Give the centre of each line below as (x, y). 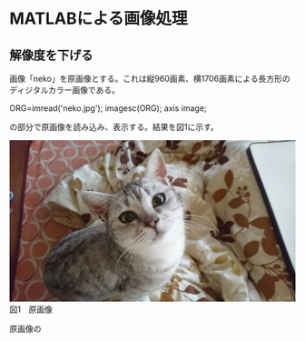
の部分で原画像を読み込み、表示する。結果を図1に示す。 (114, 127)
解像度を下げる (51, 55)
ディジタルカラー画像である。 (65, 90)
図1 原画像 (31, 309)
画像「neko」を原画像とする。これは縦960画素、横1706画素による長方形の (150, 79)
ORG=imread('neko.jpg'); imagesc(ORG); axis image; (108, 108)
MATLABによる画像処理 (98, 19)
